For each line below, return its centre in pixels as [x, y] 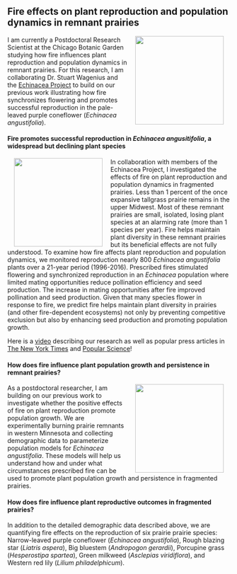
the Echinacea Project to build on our [61, 85]
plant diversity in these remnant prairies [168, 237]
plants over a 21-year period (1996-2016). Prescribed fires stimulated [108, 268]
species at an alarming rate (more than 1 [169, 222]
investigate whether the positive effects [65, 403]
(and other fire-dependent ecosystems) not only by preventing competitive [116, 312]
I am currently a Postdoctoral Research [64, 40]
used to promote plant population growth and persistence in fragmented [112, 478]
